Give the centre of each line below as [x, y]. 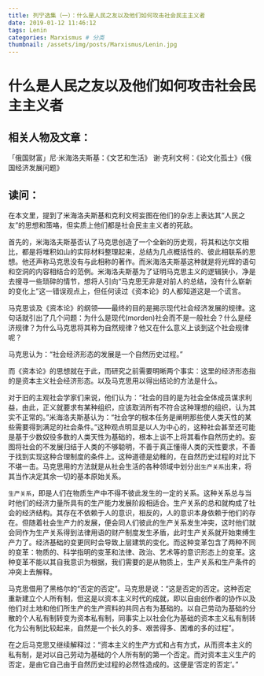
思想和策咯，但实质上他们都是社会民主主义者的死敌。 [111, 225]
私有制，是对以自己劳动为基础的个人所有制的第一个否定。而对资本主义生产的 [132, 654]
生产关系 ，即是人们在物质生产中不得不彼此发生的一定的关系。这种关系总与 [126, 492]
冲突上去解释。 [32, 571]
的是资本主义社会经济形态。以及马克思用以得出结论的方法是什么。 [115, 381]
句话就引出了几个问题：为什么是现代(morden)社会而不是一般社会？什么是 [126, 318]
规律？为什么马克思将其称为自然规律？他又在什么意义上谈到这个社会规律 [132, 327]
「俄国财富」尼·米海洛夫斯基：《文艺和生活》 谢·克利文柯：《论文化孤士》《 [126, 158]
